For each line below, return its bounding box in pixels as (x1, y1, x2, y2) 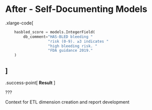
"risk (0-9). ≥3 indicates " (48, 39, 109, 44)
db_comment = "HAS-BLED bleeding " (23, 34, 93, 39)
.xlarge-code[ (5, 20, 34, 26)
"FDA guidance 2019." (48, 48, 93, 53)
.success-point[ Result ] (5, 80, 56, 86)
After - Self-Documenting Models (5, 3, 147, 15)
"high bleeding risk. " (48, 43, 98, 48)
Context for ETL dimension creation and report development (5, 99, 129, 105)
